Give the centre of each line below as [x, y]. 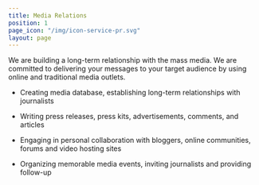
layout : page [30, 38]
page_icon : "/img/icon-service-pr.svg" [75, 30]
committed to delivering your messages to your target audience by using [128, 69]
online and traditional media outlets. [67, 77]
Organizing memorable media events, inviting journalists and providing [135, 164]
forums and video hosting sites [71, 148]
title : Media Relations [48, 15]
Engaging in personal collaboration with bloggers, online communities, [135, 141]
